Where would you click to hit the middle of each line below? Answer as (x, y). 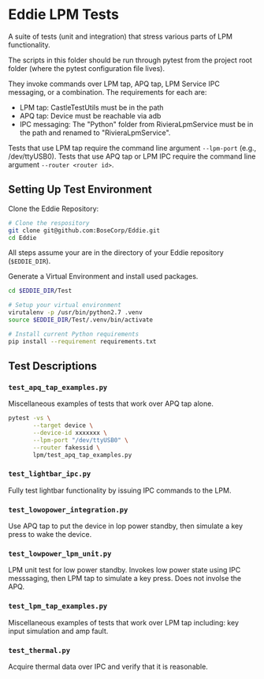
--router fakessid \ (67, 448)
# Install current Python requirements (74, 334)
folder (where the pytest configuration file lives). (87, 68)
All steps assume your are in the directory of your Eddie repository (116, 253)
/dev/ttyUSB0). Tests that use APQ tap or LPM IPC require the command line (132, 156)
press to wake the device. (50, 535)
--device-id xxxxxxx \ (70, 433)
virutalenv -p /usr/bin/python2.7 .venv (76, 313)
